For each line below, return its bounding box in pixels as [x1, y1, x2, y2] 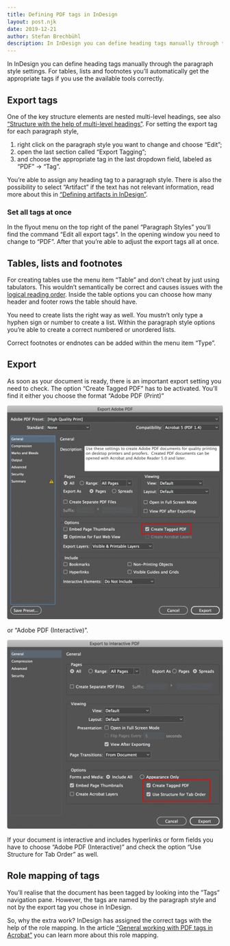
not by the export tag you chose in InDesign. [7, 903, 132, 911]
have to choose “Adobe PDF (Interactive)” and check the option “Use [7, 842, 202, 851]
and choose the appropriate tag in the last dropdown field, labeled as [16, 155, 212, 163]
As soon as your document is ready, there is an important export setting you [7, 376, 222, 385]
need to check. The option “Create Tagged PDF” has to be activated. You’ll [7, 384, 218, 392]
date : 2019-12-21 [7, 25, 57, 32]
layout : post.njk [7, 18, 57, 25]
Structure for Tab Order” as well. [7, 850, 99, 858]
